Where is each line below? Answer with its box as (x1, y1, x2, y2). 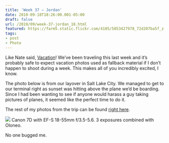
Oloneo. (5, 122, 22, 128)
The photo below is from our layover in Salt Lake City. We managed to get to (5, 80, 164, 86)
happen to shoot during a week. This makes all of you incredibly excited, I (5, 65, 159, 71)
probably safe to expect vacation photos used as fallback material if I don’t (5, 59, 161, 66)
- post (5, 36, 19, 41)
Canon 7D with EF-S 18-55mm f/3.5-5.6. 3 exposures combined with (11, 117, 154, 123)
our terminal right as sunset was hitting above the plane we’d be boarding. (5, 86, 160, 92)
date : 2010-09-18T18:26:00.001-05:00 (5, 12, 85, 17)
